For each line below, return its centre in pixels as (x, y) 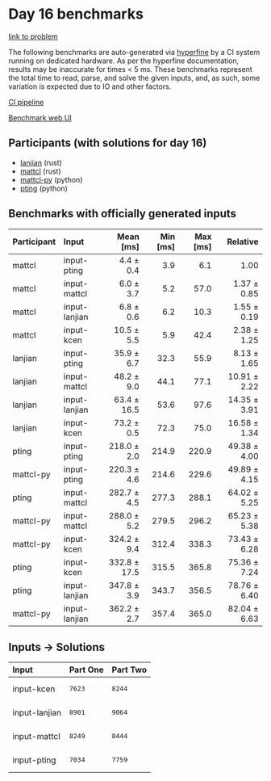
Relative (243, 241)
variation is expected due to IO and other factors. (90, 86)
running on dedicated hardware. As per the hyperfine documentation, (124, 61)
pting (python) (44, 188)
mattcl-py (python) (51, 179)
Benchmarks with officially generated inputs (122, 214)
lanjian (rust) (41, 162)
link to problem (33, 36)
